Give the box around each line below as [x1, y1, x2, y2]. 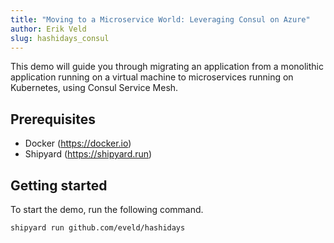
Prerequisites [10, 111, 96, 128]
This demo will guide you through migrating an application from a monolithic [10, 61, 324, 73]
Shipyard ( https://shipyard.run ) [24, 148, 153, 160]
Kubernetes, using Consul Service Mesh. [10, 82, 179, 94]
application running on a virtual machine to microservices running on [10, 71, 294, 83]
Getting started [10, 177, 108, 194]
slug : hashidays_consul [10, 33, 110, 43]
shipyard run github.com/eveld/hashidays [10, 223, 186, 233]
